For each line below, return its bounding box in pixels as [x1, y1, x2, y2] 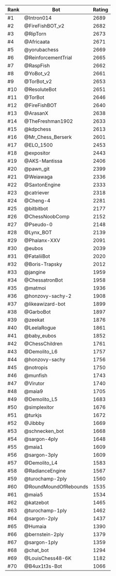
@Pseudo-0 [24, 221, 53, 228]
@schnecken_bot [24, 428, 64, 434]
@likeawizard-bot [24, 301, 66, 307]
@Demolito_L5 [24, 396, 58, 402]
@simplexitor [24, 404, 54, 410]
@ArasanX [24, 110, 49, 116]
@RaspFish [24, 62, 50, 69]
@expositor [24, 150, 50, 156]
